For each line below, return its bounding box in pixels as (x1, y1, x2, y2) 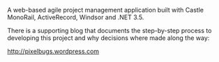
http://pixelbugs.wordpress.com (7, 48, 100, 55)
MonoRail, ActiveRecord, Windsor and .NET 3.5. (7, 13, 144, 21)
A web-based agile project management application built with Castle (7, 6, 204, 14)
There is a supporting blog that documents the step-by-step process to (7, 27, 212, 34)
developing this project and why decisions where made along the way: (7, 34, 210, 42)
